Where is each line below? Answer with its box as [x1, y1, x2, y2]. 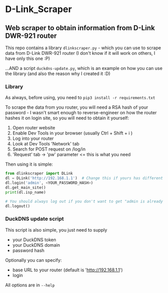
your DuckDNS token [12, 237, 56, 243]
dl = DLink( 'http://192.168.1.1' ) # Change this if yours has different [5, 176, 163, 181]
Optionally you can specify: [5, 257, 62, 263]
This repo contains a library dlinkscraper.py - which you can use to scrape [5, 45, 161, 51]
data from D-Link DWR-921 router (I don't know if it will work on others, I [5, 50, 155, 56]
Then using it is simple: [5, 161, 53, 167]
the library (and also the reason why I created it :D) [5, 70, 111, 77]
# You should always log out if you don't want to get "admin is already [5, 199, 163, 204]
